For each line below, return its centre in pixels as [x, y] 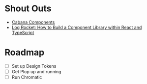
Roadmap [25, 53]
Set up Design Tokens [34, 66]
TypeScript [23, 32]
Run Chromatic [27, 77]
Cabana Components [33, 22]
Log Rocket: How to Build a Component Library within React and [77, 27]
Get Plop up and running [36, 71]
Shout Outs [28, 9]
